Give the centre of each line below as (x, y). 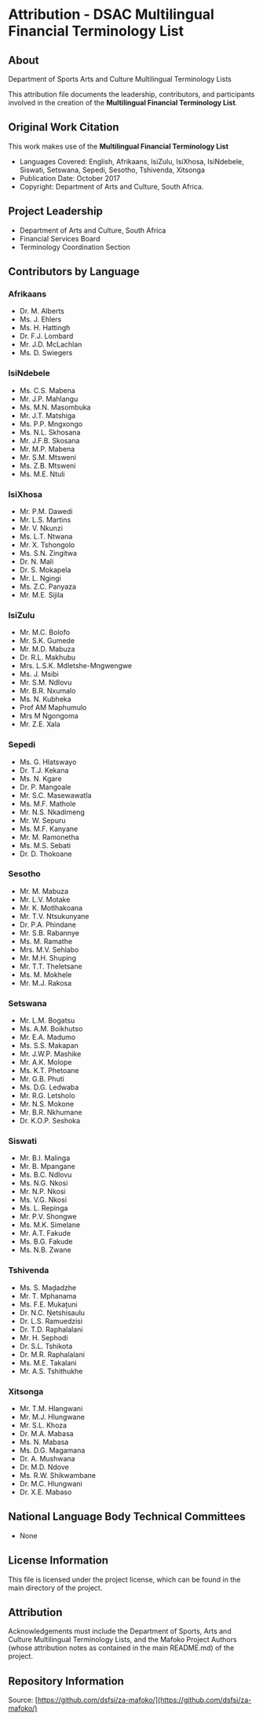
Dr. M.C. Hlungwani (51, 1483)
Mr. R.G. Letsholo (47, 1096)
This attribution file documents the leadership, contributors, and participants (131, 94)
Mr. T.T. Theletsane (51, 966)
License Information (58, 1561)
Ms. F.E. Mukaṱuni (49, 1304)
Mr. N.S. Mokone (47, 1104)
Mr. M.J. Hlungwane (52, 1417)
